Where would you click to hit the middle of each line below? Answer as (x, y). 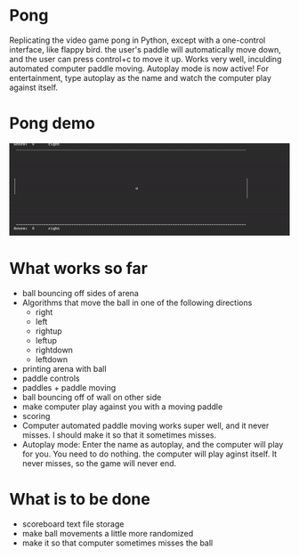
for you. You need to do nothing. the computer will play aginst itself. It (149, 454)
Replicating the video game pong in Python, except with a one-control (137, 40)
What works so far (79, 269)
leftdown (52, 359)
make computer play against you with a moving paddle (122, 407)
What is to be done (80, 500)
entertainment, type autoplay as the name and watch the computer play (140, 77)
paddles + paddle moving (69, 388)
